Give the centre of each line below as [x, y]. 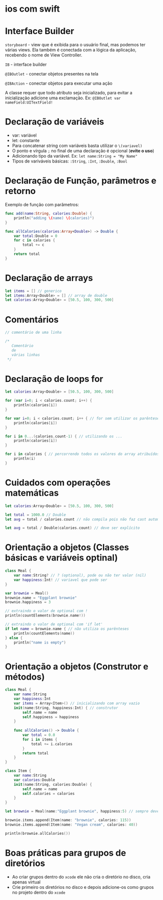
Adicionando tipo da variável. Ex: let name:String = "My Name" [75, 156]
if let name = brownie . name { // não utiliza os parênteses [67, 629]
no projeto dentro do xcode [39, 892]
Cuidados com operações [58, 483]
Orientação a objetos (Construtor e [77, 666]
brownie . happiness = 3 [28, 602]
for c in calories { [34, 240]
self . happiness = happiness [51, 717]
